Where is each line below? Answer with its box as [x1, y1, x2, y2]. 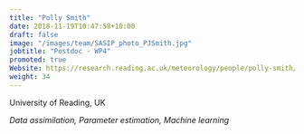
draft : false [9, 30, 59, 39]
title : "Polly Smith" [9, 13, 91, 23]
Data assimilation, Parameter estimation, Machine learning [9, 114, 230, 125]
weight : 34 [9, 72, 51, 81]
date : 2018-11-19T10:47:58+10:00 [9, 22, 136, 31]
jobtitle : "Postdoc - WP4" [9, 47, 111, 56]
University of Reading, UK [9, 97, 106, 108]
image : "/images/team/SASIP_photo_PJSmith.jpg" [9, 38, 193, 48]
